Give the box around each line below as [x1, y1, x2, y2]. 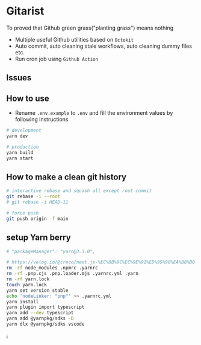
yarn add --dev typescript [6, 310, 74, 316]
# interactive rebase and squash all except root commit [6, 188, 152, 194]
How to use [6, 93, 49, 103]
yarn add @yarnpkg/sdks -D [6, 315, 74, 321]
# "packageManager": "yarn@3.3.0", [6, 248, 96, 254]
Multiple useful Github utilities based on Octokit [14, 36, 134, 43]
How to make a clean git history [6, 172, 127, 182]
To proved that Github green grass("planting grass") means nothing [6, 24, 173, 31]
